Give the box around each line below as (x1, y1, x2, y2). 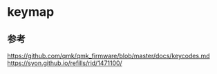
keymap (7, 4, 55, 20)
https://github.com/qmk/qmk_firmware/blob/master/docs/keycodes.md (7, 52, 210, 60)
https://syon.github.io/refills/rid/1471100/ (7, 59, 122, 67)
